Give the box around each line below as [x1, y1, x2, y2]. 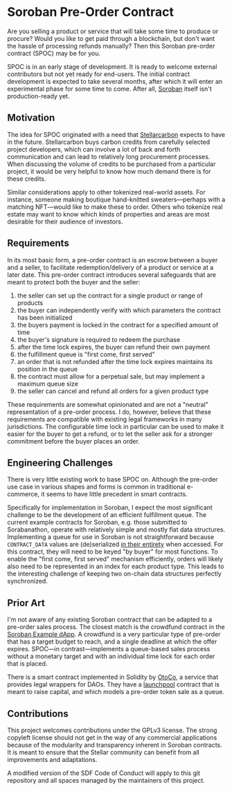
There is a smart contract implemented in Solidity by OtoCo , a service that [7, 673, 219, 682]
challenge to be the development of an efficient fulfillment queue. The [7, 511, 206, 519]
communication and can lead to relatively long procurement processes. [7, 152, 211, 161]
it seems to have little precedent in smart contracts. [41, 490, 188, 498]
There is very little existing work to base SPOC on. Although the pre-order [7, 475, 218, 484]
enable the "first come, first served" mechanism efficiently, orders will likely [7, 555, 224, 563]
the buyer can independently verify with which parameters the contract [17, 306, 221, 314]
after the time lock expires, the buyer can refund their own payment [17, 343, 211, 351]
